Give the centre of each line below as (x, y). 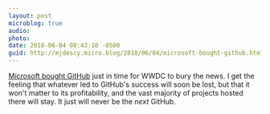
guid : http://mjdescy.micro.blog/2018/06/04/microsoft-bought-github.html (136, 53)
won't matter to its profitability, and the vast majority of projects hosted (126, 93)
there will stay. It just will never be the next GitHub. (92, 102)
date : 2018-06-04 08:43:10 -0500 (64, 46)
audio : (19, 31)
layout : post (30, 16)
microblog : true (35, 23)
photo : (19, 38)
